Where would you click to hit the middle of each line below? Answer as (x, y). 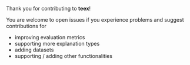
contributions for (26, 26)
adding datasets (34, 50)
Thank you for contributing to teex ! (49, 8)
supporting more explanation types (57, 44)
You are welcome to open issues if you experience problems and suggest (95, 20)
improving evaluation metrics (50, 37)
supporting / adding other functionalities (64, 56)
